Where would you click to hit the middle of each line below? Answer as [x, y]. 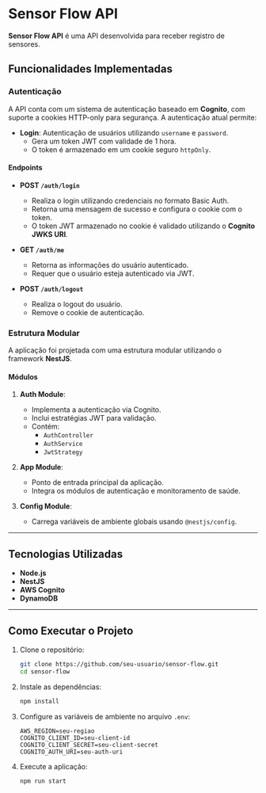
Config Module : [46, 506]
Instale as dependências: [60, 687]
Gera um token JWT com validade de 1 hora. [104, 141]
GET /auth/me [42, 250]
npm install [39, 701]
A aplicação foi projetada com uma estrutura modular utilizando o [115, 350]
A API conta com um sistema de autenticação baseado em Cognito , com [127, 109]
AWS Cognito [42, 590]
